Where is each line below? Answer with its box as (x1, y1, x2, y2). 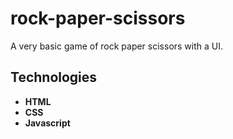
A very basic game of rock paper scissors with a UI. (10, 40, 224, 52)
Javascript (24, 117, 71, 129)
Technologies (10, 69, 98, 86)
